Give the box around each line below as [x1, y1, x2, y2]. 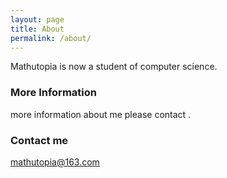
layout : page [10, 14, 65, 25]
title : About [10, 24, 65, 34]
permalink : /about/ [10, 33, 92, 43]
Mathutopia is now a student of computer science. [10, 61, 218, 73]
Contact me [10, 133, 69, 147]
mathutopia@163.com [10, 156, 100, 168]
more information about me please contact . [10, 108, 192, 120]
